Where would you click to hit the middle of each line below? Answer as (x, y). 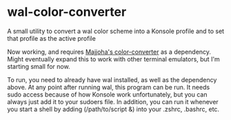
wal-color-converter (67, 12)
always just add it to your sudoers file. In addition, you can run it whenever (113, 101)
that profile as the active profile (52, 38)
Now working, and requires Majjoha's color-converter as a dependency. (109, 52)
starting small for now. (39, 66)
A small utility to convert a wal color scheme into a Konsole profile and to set (116, 31)
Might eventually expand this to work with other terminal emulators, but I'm (114, 59)
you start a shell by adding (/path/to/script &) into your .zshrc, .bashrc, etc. (113, 109)
